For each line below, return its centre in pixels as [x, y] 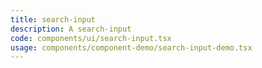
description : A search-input [71, 29]
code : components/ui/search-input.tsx [91, 38]
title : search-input [53, 19]
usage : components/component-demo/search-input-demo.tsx [131, 47]
